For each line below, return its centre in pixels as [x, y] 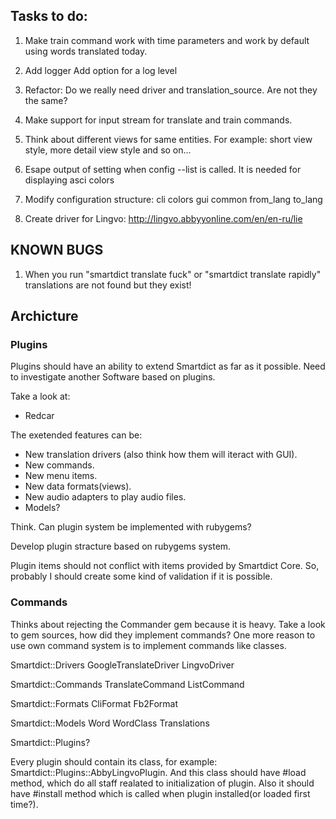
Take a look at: [40, 396]
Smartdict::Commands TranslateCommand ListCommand [127, 684]
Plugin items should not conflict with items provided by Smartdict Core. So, [165, 566]
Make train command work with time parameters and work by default [167, 40]
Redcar [39, 416]
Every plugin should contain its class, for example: [114, 761]
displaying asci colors [69, 180]
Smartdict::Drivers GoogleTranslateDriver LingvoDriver [122, 665]
